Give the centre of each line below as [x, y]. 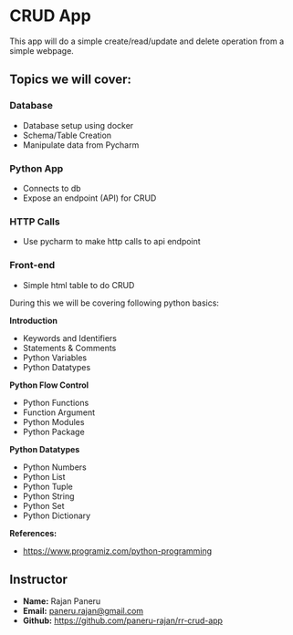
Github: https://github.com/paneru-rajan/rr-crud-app [123, 620]
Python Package [53, 432]
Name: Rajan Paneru [62, 601]
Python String [48, 496]
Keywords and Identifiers [69, 338]
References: [33, 533]
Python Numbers [54, 467]
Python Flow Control [49, 385]
